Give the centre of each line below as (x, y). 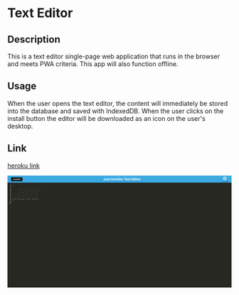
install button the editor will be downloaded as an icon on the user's (107, 118)
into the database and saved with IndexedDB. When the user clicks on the (116, 111)
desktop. (20, 126)
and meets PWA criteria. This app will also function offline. (93, 64)
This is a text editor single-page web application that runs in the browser (114, 56)
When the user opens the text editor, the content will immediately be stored (118, 103)
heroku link (24, 166)
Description (34, 39)
